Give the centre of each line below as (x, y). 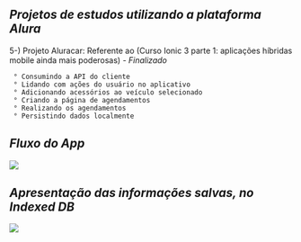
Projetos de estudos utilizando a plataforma (136, 15)
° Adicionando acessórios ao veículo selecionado (108, 92)
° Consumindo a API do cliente (71, 76)
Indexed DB (42, 207)
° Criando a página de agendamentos (82, 100)
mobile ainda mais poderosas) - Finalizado (89, 60)
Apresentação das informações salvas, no (132, 193)
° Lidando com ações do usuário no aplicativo (102, 85)
